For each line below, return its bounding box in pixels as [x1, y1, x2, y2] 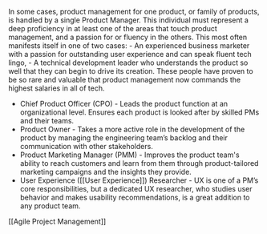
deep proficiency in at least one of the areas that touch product [8, 24, 218, 33]
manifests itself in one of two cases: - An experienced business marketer [8, 41, 250, 50]
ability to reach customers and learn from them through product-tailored [19, 159, 259, 167]
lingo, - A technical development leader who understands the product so [8, 58, 249, 67]
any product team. [19, 201, 81, 211]
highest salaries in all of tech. [8, 83, 106, 93]
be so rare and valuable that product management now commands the [8, 75, 241, 84]
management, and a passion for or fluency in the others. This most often [8, 32, 248, 42]
